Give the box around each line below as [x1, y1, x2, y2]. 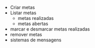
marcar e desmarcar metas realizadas [10, 26, 90, 32]
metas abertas [17, 20, 49, 27]
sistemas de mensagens [10, 37, 62, 43]
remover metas [10, 32, 42, 37]
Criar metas [10, 5, 35, 10]
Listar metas [10, 10, 37, 16]
